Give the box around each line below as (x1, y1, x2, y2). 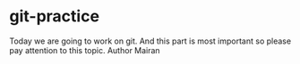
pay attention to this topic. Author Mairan (9, 44, 160, 55)
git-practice (9, 6, 100, 27)
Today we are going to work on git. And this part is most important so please (9, 36, 292, 46)
